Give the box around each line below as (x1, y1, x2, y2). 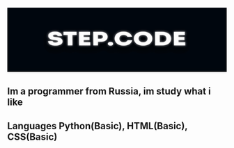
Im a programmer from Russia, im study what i (7, 85, 211, 97)
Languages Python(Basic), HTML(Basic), (7, 120, 188, 132)
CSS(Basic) (7, 131, 58, 142)
